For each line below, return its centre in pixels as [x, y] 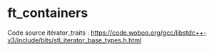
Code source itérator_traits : [49, 33]
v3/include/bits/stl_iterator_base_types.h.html [75, 40]
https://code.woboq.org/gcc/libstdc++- [148, 33]
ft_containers [48, 13]
